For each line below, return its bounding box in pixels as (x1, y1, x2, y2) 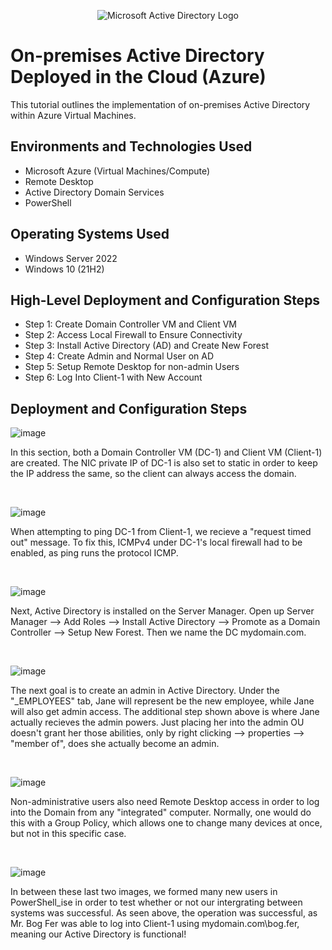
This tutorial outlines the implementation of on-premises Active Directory (10, 98, 311, 110)
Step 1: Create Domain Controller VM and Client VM (24, 318, 237, 330)
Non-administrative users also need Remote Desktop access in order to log (10, 796, 320, 808)
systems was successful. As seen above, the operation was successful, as (10, 907, 318, 919)
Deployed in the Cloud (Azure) (10, 66, 267, 89)
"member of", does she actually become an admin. (10, 738, 220, 750)
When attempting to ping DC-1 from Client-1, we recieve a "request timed (10, 526, 312, 538)
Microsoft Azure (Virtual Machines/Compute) (24, 165, 211, 177)
